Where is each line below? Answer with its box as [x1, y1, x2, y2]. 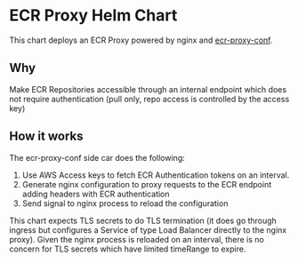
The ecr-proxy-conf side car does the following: [9, 152, 185, 163]
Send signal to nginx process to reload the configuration [21, 197, 229, 209]
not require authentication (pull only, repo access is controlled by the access [9, 93, 290, 104]
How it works [9, 129, 84, 144]
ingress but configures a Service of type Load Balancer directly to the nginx [9, 224, 287, 235]
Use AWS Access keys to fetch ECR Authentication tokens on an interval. [21, 170, 290, 180]
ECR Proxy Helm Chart [9, 5, 178, 26]
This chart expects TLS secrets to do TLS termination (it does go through [9, 215, 278, 226]
